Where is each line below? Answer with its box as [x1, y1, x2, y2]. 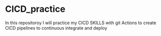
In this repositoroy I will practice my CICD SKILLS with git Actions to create [5, 20, 157, 26]
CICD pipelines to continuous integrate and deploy [5, 25, 107, 31]
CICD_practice [5, 3, 65, 15]
